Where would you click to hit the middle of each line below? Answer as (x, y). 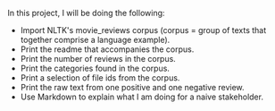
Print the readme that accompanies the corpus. (107, 49)
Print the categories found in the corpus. (95, 68)
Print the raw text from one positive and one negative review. (133, 87)
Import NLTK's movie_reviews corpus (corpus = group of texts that (143, 30)
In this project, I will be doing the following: (86, 13)
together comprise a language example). (95, 40)
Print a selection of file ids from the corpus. (100, 78)
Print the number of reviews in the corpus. (98, 59)
